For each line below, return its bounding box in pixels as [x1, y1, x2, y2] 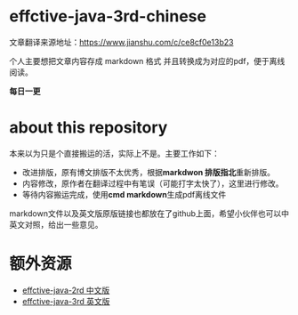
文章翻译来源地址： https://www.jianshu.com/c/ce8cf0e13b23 [9, 36, 234, 47]
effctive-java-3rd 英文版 [21, 295, 110, 306]
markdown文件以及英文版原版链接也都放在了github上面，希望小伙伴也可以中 [9, 207, 290, 219]
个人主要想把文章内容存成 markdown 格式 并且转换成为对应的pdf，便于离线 [9, 55, 286, 66]
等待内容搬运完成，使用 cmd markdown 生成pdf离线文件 [21, 189, 227, 199]
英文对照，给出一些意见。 [9, 219, 103, 230]
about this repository [9, 117, 168, 138]
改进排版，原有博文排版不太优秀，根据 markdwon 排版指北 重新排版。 [21, 166, 276, 177]
